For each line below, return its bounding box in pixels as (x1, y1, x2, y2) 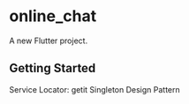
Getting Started (9, 61, 96, 76)
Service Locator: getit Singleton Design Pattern (9, 84, 181, 94)
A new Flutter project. (9, 35, 88, 46)
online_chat (9, 6, 97, 26)
